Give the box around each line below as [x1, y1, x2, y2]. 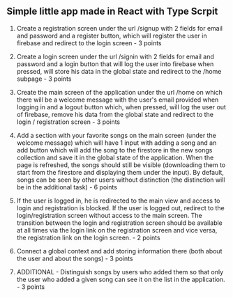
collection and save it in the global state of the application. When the [16, 153, 214, 162]
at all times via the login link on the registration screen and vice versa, [16, 226, 218, 234]
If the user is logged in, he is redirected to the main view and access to [16, 196, 220, 205]
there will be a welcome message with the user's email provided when [16, 95, 219, 104]
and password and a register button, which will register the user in [16, 31, 207, 40]
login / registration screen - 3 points [16, 118, 120, 126]
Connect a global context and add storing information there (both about [16, 246, 223, 255]
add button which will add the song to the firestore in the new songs [16, 146, 213, 154]
